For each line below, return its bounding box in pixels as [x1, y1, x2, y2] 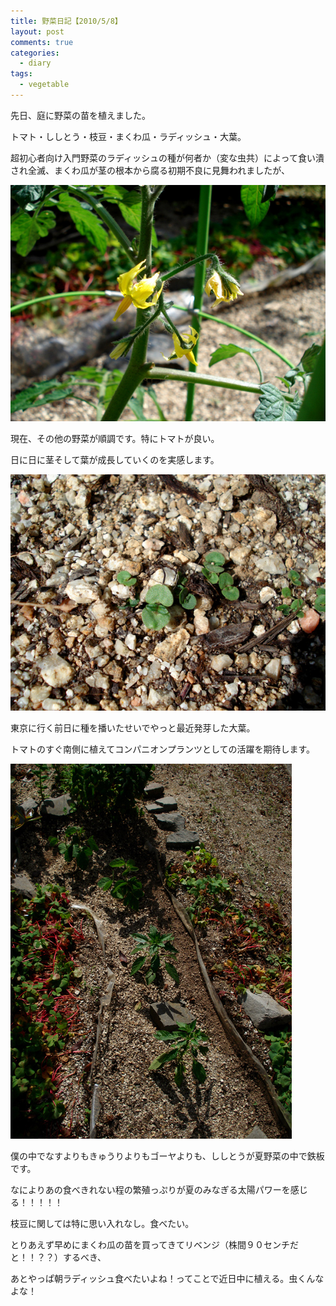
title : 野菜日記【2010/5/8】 [10, 16, 123, 26]
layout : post [10, 26, 65, 37]
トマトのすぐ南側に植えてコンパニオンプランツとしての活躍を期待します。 [10, 743, 316, 755]
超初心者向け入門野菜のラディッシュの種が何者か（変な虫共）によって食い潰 [10, 151, 325, 164]
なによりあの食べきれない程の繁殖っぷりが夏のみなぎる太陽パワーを [10, 1183, 291, 1195]
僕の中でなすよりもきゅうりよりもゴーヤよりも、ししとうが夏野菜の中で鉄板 [10, 1150, 325, 1162]
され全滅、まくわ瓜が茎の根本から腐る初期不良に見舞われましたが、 [10, 164, 291, 176]
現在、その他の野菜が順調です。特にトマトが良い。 [10, 432, 220, 444]
